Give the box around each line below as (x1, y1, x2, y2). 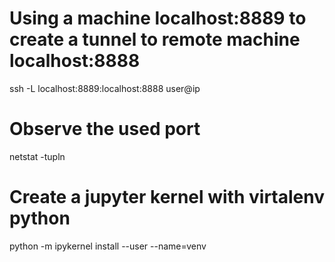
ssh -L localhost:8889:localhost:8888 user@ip (9, 82, 201, 94)
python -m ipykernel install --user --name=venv (9, 240, 207, 252)
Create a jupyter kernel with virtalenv (9, 186, 325, 209)
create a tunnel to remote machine (9, 28, 301, 51)
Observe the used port (9, 118, 201, 141)
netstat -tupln (9, 150, 66, 162)
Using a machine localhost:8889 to (9, 7, 307, 30)
